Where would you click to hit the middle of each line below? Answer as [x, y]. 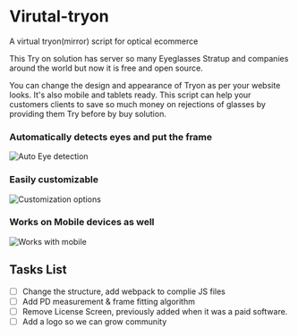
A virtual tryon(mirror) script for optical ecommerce [104, 41]
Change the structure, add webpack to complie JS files [123, 291]
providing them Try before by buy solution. [88, 113]
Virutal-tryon [59, 17]
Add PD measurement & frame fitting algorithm [108, 301]
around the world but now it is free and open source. [106, 68]
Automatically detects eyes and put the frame [111, 137]
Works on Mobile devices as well [82, 223]
